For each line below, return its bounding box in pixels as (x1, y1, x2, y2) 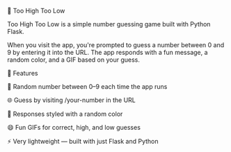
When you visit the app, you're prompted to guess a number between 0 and (7, 41, 225, 49)
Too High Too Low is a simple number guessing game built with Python (7, 20, 211, 28)
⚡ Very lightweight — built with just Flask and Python (7, 137, 159, 145)
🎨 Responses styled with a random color (7, 110, 123, 118)
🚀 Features (7, 69, 38, 77)
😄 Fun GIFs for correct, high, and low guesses (7, 124, 141, 131)
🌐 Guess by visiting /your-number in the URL (7, 96, 136, 104)
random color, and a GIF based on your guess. (7, 56, 141, 64)
